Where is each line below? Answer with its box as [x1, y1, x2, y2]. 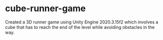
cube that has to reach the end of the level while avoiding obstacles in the [5, 24, 155, 30]
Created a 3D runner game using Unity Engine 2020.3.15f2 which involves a [5, 19, 159, 25]
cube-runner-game [5, 3, 86, 14]
